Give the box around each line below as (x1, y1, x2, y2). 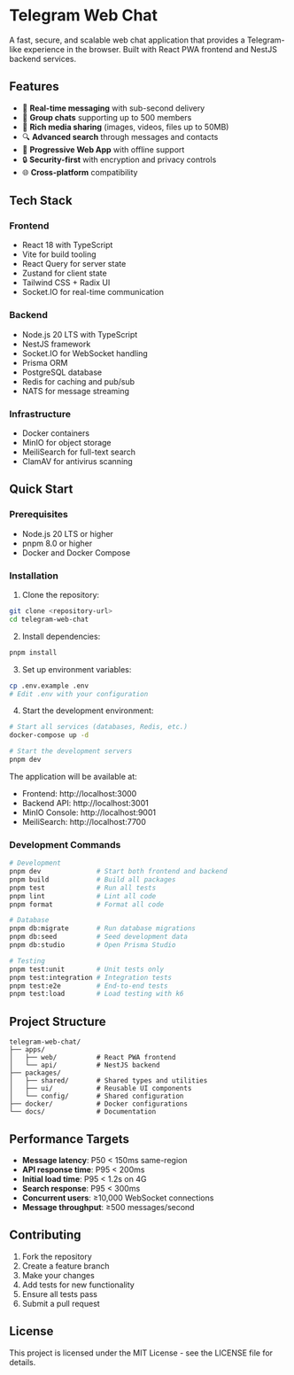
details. (9, 1356, 36, 1367)
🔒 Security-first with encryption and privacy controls (21, 154, 217, 165)
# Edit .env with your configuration (9, 689, 149, 698)
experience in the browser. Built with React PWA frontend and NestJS (23, 43, 277, 54)
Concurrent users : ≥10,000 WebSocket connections (21, 1192, 214, 1203)
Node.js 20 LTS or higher (21, 528, 113, 539)
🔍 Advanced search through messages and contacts (21, 131, 219, 142)
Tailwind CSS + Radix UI (21, 277, 111, 288)
